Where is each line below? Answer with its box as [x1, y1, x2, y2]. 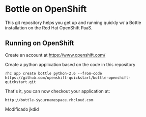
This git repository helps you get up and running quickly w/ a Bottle [5, 20, 142, 25]
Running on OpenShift [5, 39, 74, 47]
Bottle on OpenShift [5, 3, 87, 15]
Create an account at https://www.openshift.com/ [5, 52, 106, 58]
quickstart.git [5, 79, 36, 84]
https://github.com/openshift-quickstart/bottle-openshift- [5, 75, 131, 80]
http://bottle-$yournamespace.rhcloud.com [5, 97, 93, 102]
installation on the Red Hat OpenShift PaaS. [5, 24, 92, 30]
